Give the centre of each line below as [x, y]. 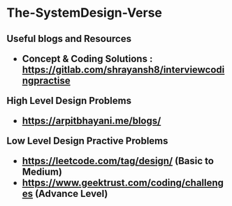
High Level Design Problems [69, 100]
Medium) [42, 171]
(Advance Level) [71, 193]
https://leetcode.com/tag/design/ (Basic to [118, 161]
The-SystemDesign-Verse [84, 13]
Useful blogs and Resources [69, 39]
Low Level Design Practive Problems [87, 141]
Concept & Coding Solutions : [87, 58]
